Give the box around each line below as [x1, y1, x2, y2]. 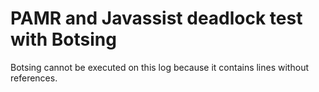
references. [10, 72, 58, 84]
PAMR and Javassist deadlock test [10, 7, 303, 30]
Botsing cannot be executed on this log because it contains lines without [10, 61, 309, 73]
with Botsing [10, 28, 117, 51]
